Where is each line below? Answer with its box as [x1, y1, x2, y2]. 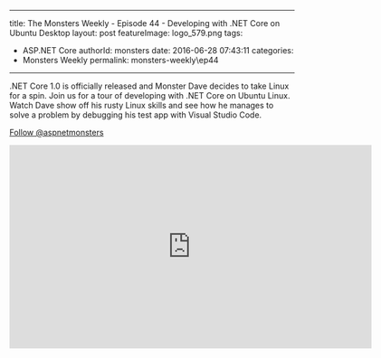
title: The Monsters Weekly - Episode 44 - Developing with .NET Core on [9, 18, 281, 28]
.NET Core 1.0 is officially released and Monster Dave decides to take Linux [9, 80, 290, 91]
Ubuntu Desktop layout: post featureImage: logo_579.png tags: [9, 28, 243, 38]
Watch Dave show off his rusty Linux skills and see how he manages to [9, 100, 274, 110]
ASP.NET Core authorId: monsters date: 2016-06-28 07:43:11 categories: [22, 45, 294, 55]
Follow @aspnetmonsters [9, 127, 104, 137]
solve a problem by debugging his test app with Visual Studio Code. [9, 109, 262, 120]
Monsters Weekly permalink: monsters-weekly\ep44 [22, 55, 219, 65]
